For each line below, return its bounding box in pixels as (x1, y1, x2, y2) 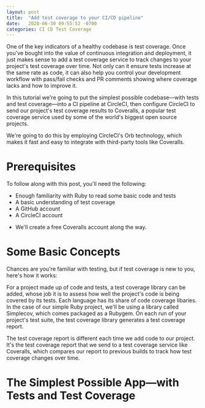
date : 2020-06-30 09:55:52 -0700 (6, 20, 97, 26)
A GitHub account (15, 205, 61, 212)
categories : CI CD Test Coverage (6, 26, 92, 33)
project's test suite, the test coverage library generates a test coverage (6, 317, 185, 324)
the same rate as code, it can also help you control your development (6, 69, 181, 77)
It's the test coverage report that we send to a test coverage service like (6, 341, 188, 348)
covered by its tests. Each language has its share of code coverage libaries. (6, 297, 197, 304)
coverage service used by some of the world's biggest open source (6, 114, 177, 121)
